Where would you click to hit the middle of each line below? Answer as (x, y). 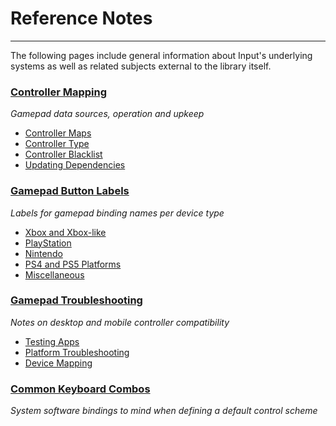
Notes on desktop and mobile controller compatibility (120, 322)
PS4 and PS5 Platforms (73, 264)
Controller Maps (58, 133)
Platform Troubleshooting (77, 352)
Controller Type (57, 144)
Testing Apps (52, 341)
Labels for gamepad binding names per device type (117, 213)
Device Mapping (58, 363)
